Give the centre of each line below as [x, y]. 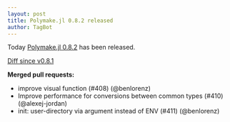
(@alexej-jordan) [42, 104]
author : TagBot [30, 27]
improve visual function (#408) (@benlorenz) [84, 89]
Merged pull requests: [41, 74]
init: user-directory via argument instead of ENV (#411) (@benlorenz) [119, 111]
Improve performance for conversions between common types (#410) [120, 96]
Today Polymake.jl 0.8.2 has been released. [71, 48]
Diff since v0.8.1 [31, 61]
